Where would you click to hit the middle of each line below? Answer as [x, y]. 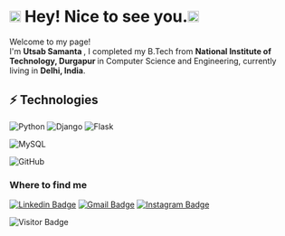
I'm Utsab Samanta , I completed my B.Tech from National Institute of [140, 51]
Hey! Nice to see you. [106, 17]
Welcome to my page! [50, 42]
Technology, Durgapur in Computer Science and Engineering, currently [143, 61]
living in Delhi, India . [47, 71]
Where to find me [48, 184]
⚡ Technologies [54, 100]
